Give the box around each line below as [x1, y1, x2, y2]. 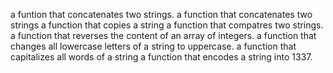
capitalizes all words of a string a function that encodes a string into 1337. [10, 51, 313, 63]
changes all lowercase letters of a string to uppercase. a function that [10, 40, 297, 52]
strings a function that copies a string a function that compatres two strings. [10, 19, 324, 31]
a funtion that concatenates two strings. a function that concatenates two [10, 9, 313, 20]
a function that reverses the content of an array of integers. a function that [10, 30, 317, 41]
